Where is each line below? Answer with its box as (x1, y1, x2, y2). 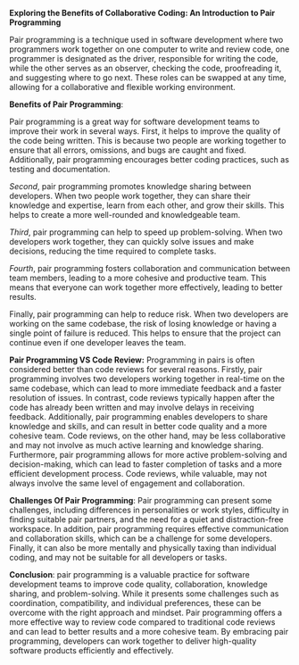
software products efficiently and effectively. (9, 645, 174, 655)
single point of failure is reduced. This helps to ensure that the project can (9, 328, 281, 338)
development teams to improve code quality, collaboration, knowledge (9, 579, 268, 589)
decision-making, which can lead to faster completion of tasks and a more (9, 459, 283, 470)
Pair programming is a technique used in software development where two (9, 35, 284, 45)
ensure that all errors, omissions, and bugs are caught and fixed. (9, 145, 247, 155)
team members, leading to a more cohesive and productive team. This (9, 272, 267, 283)
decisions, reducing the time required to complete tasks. (9, 245, 217, 256)
